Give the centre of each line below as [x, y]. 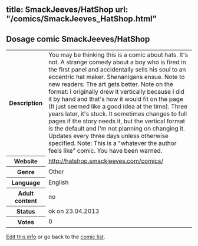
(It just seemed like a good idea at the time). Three [118, 107]
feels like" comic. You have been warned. [105, 151]
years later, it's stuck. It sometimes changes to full [118, 114]
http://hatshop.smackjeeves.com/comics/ [106, 160]
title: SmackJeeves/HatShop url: [67, 10]
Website [26, 161]
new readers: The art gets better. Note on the [111, 84]
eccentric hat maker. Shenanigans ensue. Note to [116, 77]
